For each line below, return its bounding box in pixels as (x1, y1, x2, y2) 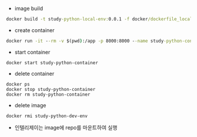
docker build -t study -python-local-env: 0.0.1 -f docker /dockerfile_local (6, 16, 193, 22)
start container (14, 48, 50, 55)
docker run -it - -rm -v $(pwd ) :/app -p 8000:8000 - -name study (6, 38, 164, 44)
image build (14, 5, 43, 12)
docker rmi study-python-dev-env (6, 113, 88, 119)
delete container (14, 70, 55, 77)
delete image (14, 101, 46, 108)
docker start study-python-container (6, 59, 98, 66)
